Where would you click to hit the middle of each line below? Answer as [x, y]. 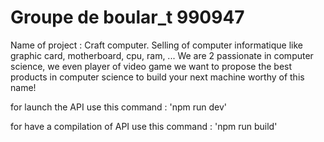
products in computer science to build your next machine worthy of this [157, 77]
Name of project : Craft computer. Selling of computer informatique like [157, 45]
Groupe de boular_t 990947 [127, 17]
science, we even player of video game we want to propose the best [151, 66]
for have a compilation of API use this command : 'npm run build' [144, 126]
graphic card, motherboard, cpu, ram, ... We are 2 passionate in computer [162, 55]
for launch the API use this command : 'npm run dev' [119, 107]
